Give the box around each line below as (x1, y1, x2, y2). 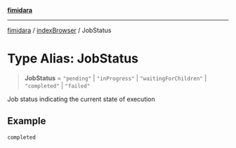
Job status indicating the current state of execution (7, 95, 156, 103)
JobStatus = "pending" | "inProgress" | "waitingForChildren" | (24, 74, 207, 82)
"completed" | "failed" (24, 81, 91, 90)
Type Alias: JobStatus (7, 51, 139, 67)
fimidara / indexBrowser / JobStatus (7, 26, 112, 34)
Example (7, 115, 46, 127)
